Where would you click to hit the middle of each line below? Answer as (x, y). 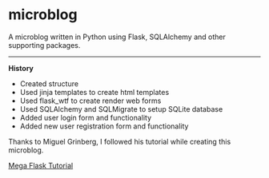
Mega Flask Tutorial (41, 165)
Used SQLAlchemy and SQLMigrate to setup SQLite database (121, 109)
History (21, 68)
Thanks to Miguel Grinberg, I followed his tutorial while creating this (120, 141)
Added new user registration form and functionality (104, 126)
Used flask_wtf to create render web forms (90, 101)
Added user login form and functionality (86, 117)
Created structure (49, 83)
